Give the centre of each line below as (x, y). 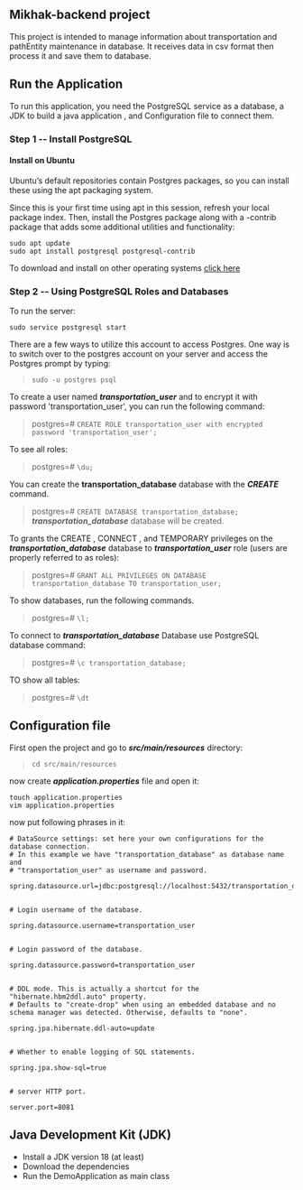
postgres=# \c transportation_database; (109, 663)
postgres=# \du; (62, 467)
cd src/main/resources (74, 764)
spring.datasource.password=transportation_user (102, 965)
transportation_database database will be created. (128, 521)
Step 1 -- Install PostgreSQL (71, 139)
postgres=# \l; (60, 618)
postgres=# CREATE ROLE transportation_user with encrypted (147, 424)
